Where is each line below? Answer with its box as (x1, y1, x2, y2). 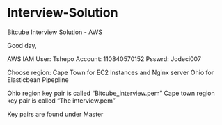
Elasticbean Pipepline (7, 75, 69, 84)
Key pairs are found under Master (7, 110, 104, 118)
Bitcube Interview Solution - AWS (7, 28, 103, 36)
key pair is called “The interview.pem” (7, 96, 116, 105)
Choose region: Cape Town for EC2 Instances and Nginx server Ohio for (7, 68, 214, 76)
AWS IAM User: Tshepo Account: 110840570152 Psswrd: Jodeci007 (7, 54, 202, 63)
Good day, (7, 41, 37, 49)
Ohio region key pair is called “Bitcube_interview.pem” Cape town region (7, 89, 215, 97)
